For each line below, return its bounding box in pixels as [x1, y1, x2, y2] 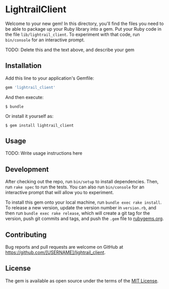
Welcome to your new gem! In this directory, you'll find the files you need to [5, 20, 164, 27]
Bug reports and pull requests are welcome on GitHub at [5, 244, 124, 250]
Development [5, 165, 49, 174]
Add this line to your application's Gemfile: [5, 75, 94, 81]
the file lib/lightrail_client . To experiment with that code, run [5, 31, 140, 37]
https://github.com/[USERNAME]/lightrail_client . [5, 249, 106, 256]
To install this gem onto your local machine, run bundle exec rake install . [5, 199, 162, 205]
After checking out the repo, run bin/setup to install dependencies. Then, [5, 179, 159, 185]
